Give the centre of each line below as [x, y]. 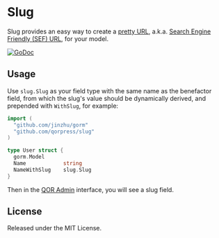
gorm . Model [29, 157]
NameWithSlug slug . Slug [52, 170]
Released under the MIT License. [55, 228]
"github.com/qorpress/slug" [54, 132]
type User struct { [35, 150]
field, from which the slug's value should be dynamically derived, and [107, 98]
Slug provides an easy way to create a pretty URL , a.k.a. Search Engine [109, 31]
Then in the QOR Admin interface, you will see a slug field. [90, 189]
